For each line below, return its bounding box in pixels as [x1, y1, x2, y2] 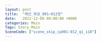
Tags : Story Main [5, 25, 40, 30]
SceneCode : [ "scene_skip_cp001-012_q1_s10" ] [5, 29, 97, 34]
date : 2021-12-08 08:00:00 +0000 [5, 16, 77, 21]
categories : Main [5, 20, 40, 26]
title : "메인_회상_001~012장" [5, 12, 63, 16]
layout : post [5, 7, 32, 12]
